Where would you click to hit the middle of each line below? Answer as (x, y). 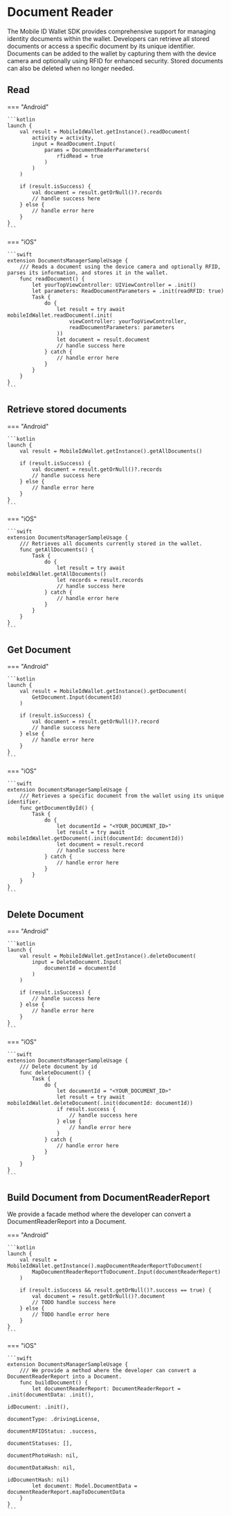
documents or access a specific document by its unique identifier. (101, 46)
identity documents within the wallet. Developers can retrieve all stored (108, 38)
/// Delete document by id (58, 1067)
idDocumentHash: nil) (38, 1480)
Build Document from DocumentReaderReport (109, 1198)
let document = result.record (100, 844)
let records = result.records (100, 580)
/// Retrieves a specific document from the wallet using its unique (122, 796)
